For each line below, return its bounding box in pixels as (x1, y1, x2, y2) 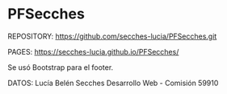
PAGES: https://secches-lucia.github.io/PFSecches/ (7, 47, 179, 56)
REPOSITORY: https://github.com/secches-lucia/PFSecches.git (7, 31, 217, 41)
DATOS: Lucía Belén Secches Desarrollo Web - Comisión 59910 (7, 78, 219, 88)
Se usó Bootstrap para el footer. (7, 62, 114, 72)
